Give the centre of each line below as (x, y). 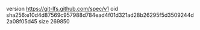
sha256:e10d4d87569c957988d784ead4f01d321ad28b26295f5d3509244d (100, 15)
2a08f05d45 (22, 21)
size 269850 (55, 21)
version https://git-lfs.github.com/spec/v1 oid (62, 9)
